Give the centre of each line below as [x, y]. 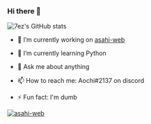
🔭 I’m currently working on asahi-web [71, 40]
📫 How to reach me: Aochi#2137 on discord [81, 81]
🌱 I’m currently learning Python [62, 53]
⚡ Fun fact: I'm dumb [47, 98]
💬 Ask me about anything [53, 67]
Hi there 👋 [24, 11]
